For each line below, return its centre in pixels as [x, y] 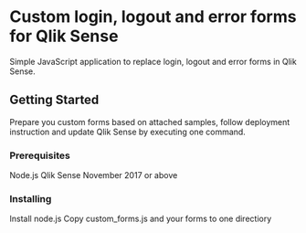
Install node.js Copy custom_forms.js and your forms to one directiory [141, 219]
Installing [31, 198]
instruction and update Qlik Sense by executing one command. [128, 132]
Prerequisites [40, 155]
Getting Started [54, 100]
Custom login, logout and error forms [153, 17]
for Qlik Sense [64, 36]
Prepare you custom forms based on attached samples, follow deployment [150, 122]
